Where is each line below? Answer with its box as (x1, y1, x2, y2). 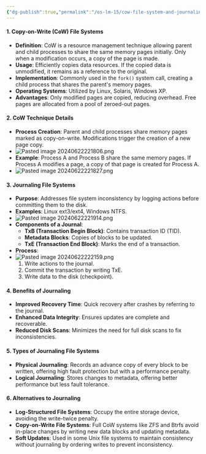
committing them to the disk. (15, 201, 88, 209)
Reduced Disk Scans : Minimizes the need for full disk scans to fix (15, 326, 182, 334)
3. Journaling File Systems (6, 181, 75, 188)
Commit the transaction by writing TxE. (24, 266, 123, 274)
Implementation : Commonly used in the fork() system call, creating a (15, 74, 193, 82)
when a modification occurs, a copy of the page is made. (15, 55, 159, 62)
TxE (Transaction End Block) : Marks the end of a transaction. (24, 240, 181, 248)
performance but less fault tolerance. (15, 380, 110, 388)
